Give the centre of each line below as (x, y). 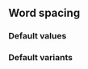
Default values (38, 36)
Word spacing (44, 13)
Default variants (41, 58)
